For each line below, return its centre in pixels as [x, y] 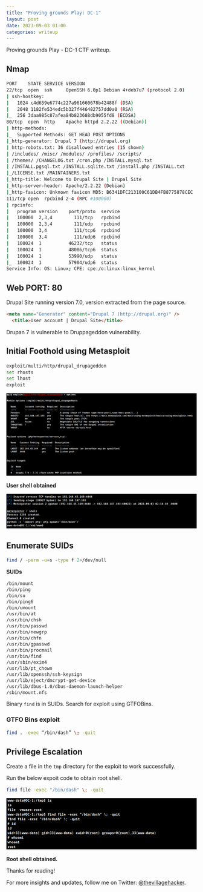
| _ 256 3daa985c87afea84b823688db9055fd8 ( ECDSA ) [71, 116]
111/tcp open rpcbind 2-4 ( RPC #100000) [59, 199]
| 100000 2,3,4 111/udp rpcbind [63, 224]
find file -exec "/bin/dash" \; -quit [55, 790]
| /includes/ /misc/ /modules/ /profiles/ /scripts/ [74, 154]
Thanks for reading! [31, 871]
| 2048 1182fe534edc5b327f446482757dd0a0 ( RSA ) [70, 109]
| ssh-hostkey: [25, 96]
